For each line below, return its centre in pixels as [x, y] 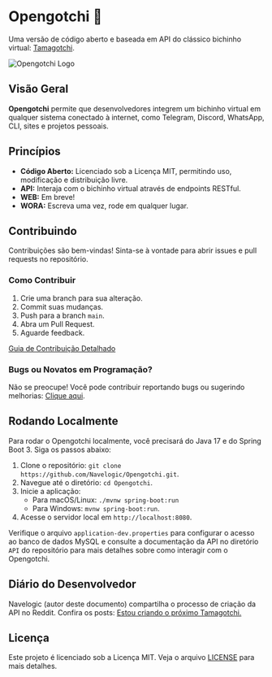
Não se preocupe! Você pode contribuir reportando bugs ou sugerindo [127, 387]
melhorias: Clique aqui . [47, 395]
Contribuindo [43, 231]
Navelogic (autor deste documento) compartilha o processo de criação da [132, 604]
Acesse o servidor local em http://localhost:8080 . [106, 517]
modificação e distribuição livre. [74, 180]
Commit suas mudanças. [62, 306]
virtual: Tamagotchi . [41, 47]
